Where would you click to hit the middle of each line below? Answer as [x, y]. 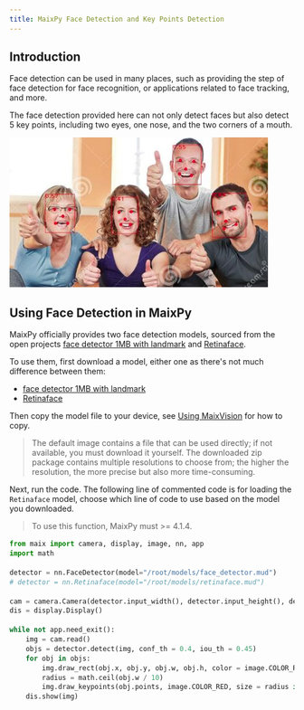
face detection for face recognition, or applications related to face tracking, [149, 88]
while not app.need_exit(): [62, 630]
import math [32, 554]
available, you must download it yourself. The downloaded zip [147, 453]
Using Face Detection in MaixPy [101, 312]
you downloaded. [42, 509]
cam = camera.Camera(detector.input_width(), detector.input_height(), [147, 601]
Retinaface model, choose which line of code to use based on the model [145, 499]
